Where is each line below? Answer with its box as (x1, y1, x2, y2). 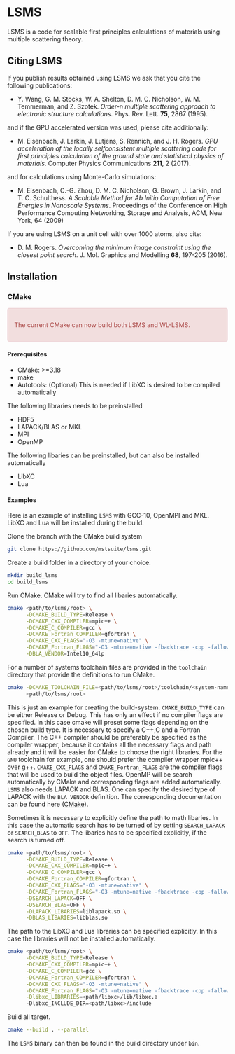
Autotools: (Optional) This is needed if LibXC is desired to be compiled (17, 381, 220, 389)
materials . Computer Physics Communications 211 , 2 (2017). (17, 159, 191, 167)
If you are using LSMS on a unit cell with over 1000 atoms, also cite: (7, 229, 202, 238)
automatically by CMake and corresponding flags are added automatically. (7, 777, 222, 786)
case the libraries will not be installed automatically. (7, 934, 156, 943)
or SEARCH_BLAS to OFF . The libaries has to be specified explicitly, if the (7, 828, 208, 837)
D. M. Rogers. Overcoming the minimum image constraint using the (17, 243, 211, 251)
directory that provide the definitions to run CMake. (7, 670, 155, 679)
